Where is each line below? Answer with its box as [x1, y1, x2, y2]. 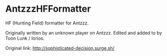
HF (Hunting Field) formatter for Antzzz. [5, 20, 89, 26]
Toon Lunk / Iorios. [5, 35, 45, 41]
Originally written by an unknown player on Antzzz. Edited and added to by [5, 30, 162, 36]
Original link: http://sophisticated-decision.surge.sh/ [5, 45, 115, 51]
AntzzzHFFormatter [5, 3, 91, 15]
